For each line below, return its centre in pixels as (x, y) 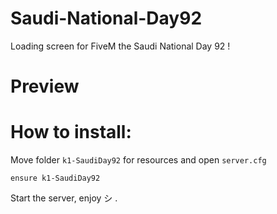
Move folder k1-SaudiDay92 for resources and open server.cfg (138, 160)
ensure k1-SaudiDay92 (55, 178)
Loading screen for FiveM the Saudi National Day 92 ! (120, 46)
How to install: (71, 132)
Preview (45, 86)
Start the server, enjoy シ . (64, 198)
